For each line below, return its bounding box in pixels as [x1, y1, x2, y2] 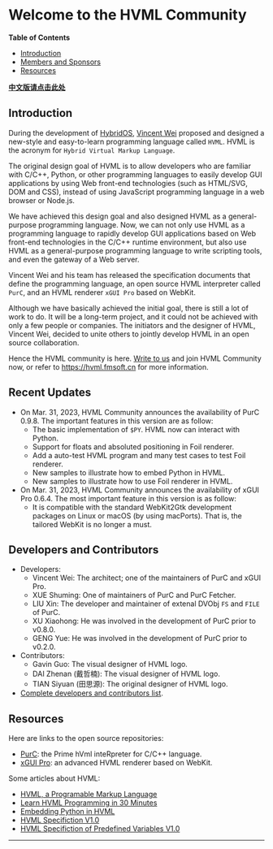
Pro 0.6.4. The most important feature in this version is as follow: [19, 493, 237, 503]
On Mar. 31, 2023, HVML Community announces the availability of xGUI [19, 485, 260, 495]
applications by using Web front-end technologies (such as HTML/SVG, [8, 178, 248, 188]
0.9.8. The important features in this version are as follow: [19, 416, 214, 426]
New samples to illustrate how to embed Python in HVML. [32, 467, 226, 477]
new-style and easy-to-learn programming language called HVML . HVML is [8, 136, 256, 146]
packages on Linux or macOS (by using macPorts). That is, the [32, 510, 242, 521]
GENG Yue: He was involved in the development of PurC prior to [32, 634, 248, 643]
